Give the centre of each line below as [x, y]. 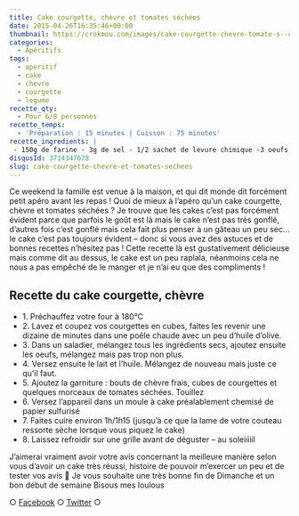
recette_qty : [33, 109]
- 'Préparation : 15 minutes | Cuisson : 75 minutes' [119, 133]
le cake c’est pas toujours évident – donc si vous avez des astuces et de [141, 239]
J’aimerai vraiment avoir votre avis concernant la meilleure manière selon [143, 457]
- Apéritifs [40, 51]
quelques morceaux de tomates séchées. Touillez [113, 392]
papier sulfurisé [51, 411]
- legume [33, 100]
